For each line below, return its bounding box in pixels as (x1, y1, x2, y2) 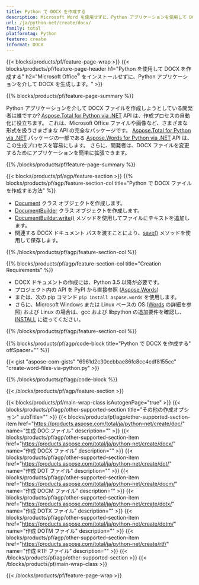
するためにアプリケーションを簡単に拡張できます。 (6, 149, 130, 156)
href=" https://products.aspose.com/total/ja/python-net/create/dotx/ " (6, 500, 175, 507)
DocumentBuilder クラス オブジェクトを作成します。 (14, 207, 143, 214)
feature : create (6, 36, 46, 42)
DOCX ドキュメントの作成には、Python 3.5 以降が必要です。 (14, 279, 163, 286)
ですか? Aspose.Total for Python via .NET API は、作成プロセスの (21, 112, 180, 119)
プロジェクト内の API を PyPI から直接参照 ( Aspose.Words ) (14, 286, 159, 293)
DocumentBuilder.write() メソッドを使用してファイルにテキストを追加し (14, 214, 190, 222)
